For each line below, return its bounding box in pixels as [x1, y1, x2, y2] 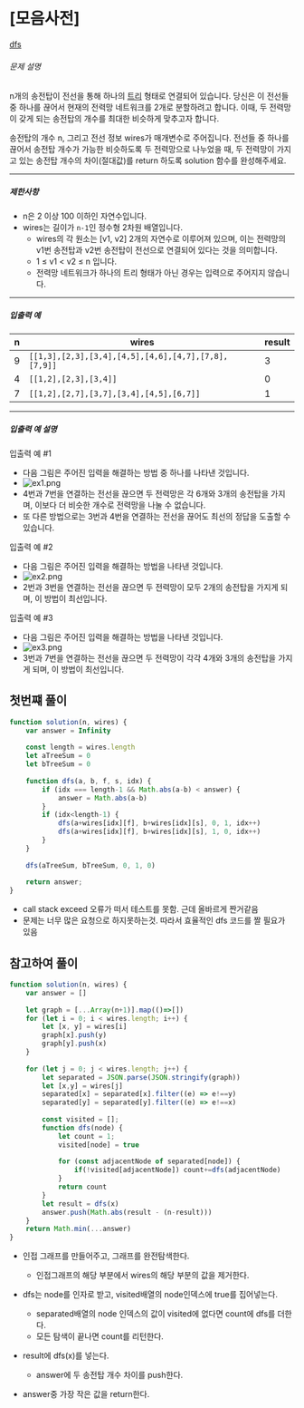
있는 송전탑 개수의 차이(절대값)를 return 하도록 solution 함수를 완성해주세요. [18, 155, 287, 166]
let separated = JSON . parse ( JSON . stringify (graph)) [42, 1073, 242, 1082]
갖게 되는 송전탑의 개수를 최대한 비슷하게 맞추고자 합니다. [18, 113, 220, 124]
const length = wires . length [25, 743, 136, 753]
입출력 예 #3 [9, 613, 53, 624]
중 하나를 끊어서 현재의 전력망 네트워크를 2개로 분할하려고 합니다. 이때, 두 [9, 102, 268, 113]
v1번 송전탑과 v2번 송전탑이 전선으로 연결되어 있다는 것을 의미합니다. [35, 245, 278, 256]
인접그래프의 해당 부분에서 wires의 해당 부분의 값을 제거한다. [35, 1270, 250, 1281]
